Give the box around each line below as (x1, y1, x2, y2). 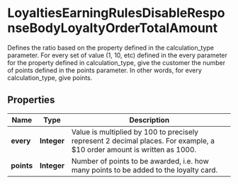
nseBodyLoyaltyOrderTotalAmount (7, 20, 218, 36)
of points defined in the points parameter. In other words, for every (7, 66, 202, 74)
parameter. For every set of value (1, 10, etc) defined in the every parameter (7, 51, 228, 59)
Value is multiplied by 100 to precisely (71, 127, 198, 137)
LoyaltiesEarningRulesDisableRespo (7, 5, 225, 21)
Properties (7, 94, 55, 106)
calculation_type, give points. (7, 73, 93, 82)
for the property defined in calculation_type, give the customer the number (7, 58, 225, 67)
